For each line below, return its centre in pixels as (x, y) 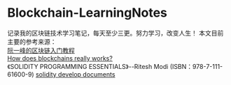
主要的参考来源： (32, 41)
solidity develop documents (75, 74)
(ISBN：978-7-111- (196, 66)
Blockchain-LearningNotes (87, 13)
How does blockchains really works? (60, 58)
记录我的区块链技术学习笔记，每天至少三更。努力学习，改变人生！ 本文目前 (115, 33)
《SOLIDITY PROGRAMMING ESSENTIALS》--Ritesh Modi (88, 66)
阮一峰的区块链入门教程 (41, 50)
